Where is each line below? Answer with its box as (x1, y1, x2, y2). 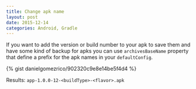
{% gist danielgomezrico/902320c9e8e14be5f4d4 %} (6, 65, 137, 72)
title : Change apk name (6, 8, 65, 15)
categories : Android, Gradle (6, 25, 78, 31)
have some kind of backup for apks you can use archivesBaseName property (6, 48, 189, 55)
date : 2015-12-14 (6, 19, 49, 25)
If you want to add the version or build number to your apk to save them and (6, 41, 191, 48)
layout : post (6, 14, 38, 20)
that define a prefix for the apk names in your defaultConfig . (6, 54, 153, 61)
